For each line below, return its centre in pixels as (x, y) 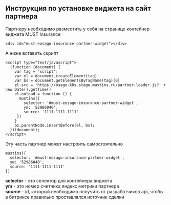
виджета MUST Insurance (33, 34)
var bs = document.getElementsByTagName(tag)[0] (67, 80)
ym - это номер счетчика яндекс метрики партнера (62, 186)
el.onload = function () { (43, 94)
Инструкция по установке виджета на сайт (78, 8)
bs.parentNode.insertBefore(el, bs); (55, 125)
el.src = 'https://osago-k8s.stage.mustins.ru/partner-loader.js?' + (90, 85)
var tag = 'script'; (36, 71)
